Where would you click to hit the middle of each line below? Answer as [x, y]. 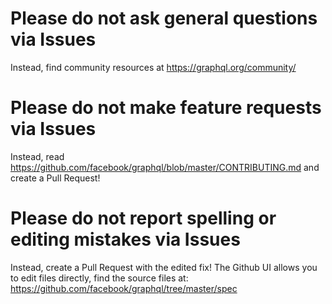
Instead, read [37, 156]
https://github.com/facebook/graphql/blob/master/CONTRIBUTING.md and [165, 167]
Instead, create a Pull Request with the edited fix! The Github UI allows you [164, 267]
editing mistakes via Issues [125, 239]
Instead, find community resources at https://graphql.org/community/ [153, 67]
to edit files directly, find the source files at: [99, 278]
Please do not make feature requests [166, 108]
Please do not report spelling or [143, 218]
